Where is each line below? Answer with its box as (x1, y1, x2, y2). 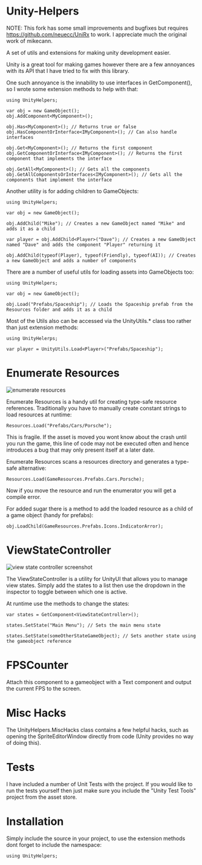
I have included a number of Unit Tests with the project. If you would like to (6, 780, 193, 787)
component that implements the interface (6, 155, 112, 161)
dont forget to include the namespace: (6, 841, 102, 848)
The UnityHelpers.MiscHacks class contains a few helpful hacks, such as (6, 726, 189, 733)
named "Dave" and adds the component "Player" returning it (6, 242, 161, 248)
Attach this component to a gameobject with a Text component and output (6, 678, 192, 685)
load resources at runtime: (6, 411, 72, 418)
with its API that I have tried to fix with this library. (6, 67, 130, 74)
